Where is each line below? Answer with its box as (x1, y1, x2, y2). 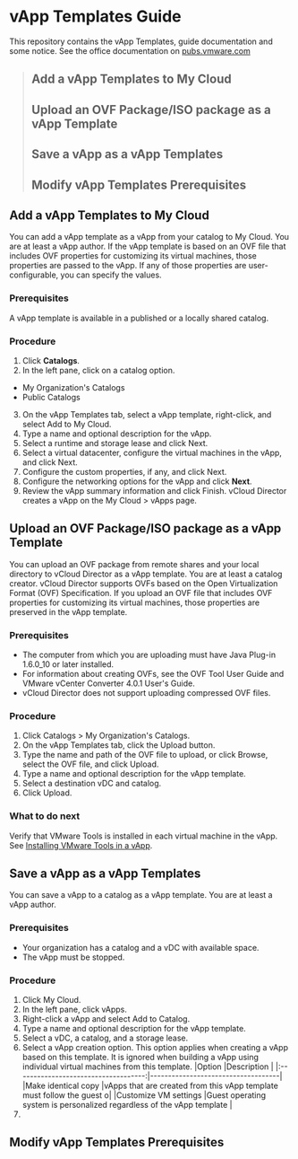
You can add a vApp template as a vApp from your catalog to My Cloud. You (9, 232, 289, 242)
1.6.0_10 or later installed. (21, 659, 115, 670)
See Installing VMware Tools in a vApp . (9, 839, 153, 850)
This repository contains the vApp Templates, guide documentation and (9, 36, 273, 47)
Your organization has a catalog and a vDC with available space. (21, 942, 260, 953)
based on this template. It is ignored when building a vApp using (21, 1052, 260, 1063)
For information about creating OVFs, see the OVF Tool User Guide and (21, 669, 285, 680)
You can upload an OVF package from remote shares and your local (9, 558, 260, 569)
